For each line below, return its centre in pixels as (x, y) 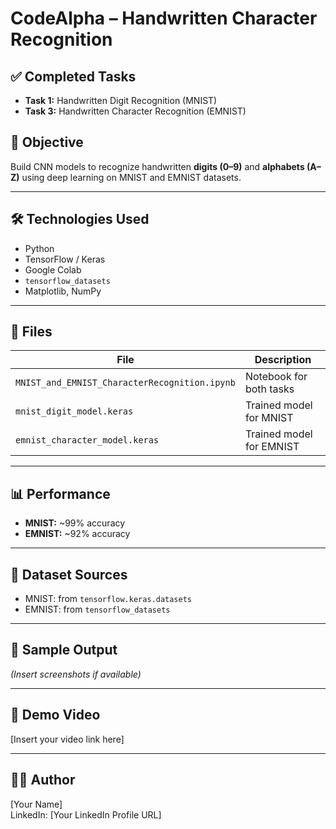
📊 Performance (60, 493)
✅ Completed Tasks (73, 76)
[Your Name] (36, 804)
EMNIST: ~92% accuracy (77, 534)
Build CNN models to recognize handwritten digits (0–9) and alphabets (157, 166)
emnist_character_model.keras (87, 440)
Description (283, 360)
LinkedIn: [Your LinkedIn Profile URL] (86, 814)
